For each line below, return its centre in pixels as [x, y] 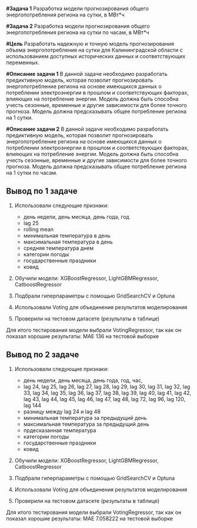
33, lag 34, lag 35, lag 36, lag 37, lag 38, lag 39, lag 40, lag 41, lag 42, [107, 393]
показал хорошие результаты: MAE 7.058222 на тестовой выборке [90, 518]
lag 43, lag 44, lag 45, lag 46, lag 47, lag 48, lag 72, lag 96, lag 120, [104, 399]
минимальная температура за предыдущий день [85, 417]
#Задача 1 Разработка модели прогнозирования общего [77, 9]
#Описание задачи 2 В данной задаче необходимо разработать [87, 129]
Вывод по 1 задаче [42, 191]
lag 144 [32, 405]
